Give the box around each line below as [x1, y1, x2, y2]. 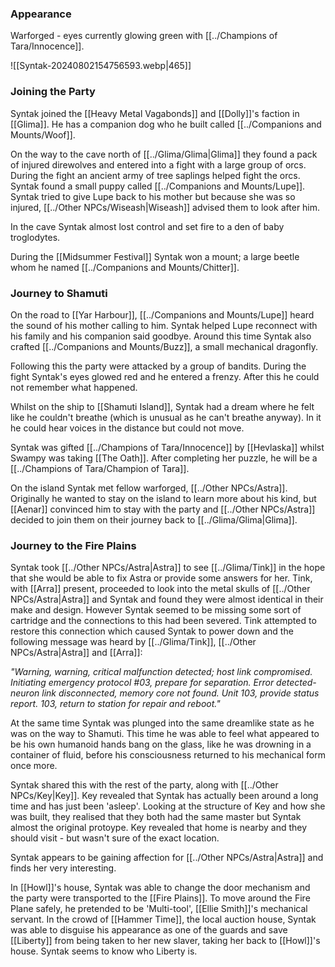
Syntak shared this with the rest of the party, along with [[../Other [10, 779, 279, 791]
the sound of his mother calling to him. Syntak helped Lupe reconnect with [10, 319, 318, 331]
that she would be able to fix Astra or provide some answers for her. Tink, [10, 572, 313, 584]
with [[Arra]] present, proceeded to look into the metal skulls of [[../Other [10, 583, 311, 595]
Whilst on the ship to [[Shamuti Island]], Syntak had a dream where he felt [10, 400, 315, 412]
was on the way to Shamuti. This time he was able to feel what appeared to [10, 728, 320, 740]
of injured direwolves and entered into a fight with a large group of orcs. [10, 158, 307, 171]
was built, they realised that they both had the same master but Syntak [10, 811, 302, 823]
